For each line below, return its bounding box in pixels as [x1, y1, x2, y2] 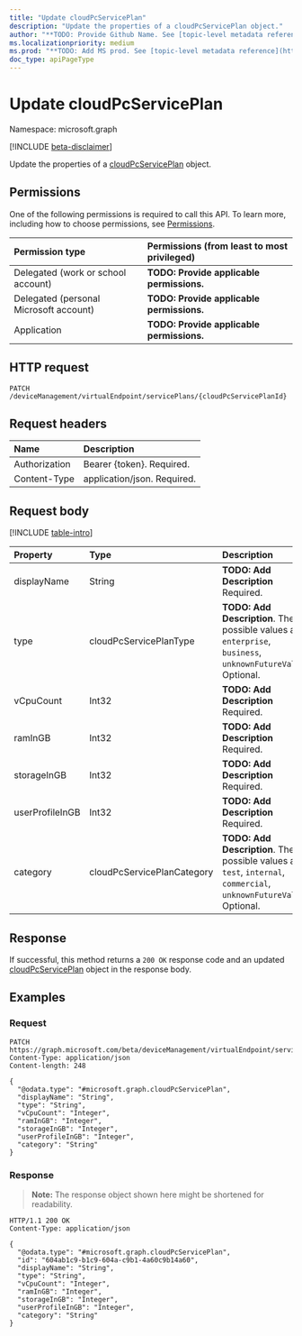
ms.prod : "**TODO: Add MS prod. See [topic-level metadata [9, 47, 235, 56]
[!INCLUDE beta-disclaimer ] [9, 141, 112, 151]
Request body [9, 503, 90, 518]
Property [13, 549, 53, 562]
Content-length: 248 [9, 1061, 87, 1070]
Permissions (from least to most [147, 240, 289, 252]
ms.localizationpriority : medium [9, 38, 135, 48]
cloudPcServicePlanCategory [89, 866, 214, 879]
